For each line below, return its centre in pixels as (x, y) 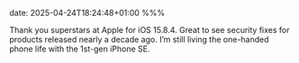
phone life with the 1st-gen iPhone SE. (80, 49)
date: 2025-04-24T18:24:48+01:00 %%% (87, 13)
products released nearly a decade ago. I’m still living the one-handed (139, 39)
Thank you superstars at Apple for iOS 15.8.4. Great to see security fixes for (149, 30)
